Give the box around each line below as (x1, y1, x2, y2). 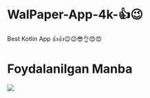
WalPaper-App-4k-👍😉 (7, 7, 143, 23)
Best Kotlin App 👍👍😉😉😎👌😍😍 (7, 34, 102, 42)
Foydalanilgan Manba (7, 61, 133, 77)
